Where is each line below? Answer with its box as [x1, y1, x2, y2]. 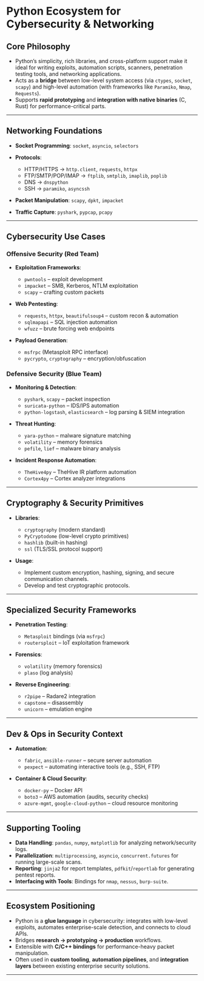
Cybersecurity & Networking [6, 17, 154, 31]
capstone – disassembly [24, 699, 84, 707]
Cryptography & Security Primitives [6, 498, 144, 508]
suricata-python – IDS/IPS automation [24, 402, 120, 409]
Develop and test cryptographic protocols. [24, 582, 131, 589]
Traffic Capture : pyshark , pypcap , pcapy [15, 208, 113, 216]
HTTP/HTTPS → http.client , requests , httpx [24, 165, 138, 172]
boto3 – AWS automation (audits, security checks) [24, 793, 149, 801]
